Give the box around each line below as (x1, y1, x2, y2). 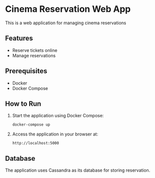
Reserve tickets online (12, 47, 58, 53)
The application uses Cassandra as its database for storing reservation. (5, 167, 151, 174)
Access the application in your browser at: (12, 131, 99, 137)
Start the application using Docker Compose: (12, 113, 104, 119)
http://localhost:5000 (12, 141, 59, 146)
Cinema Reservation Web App (5, 3, 131, 15)
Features (5, 34, 33, 43)
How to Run (5, 99, 41, 108)
